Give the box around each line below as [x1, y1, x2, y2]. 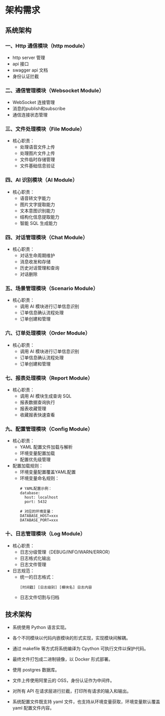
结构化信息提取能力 [19, 213, 60, 220]
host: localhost [24, 495, 58, 500]
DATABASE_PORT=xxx [19, 518, 58, 523]
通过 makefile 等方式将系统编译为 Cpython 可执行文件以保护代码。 [12, 645, 149, 651]
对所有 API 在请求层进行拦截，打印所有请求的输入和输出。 [12, 688, 132, 694]
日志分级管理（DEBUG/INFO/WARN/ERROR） [19, 548, 113, 555]
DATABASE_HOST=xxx [19, 513, 58, 518]
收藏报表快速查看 [19, 411, 55, 417]
